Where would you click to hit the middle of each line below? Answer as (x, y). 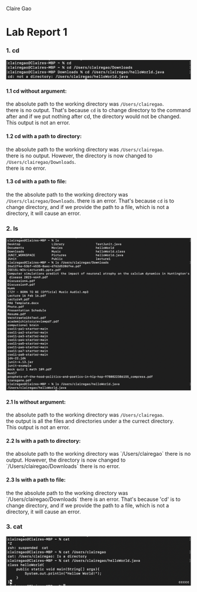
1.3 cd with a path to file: (36, 181)
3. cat (14, 527)
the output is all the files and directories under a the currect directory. (90, 421)
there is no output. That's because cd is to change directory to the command (98, 110)
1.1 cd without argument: (37, 91)
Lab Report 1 (37, 32)
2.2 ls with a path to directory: (43, 440)
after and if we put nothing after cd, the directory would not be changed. (94, 116)
